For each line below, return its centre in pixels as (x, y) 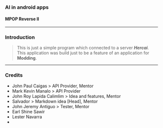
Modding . (27, 58)
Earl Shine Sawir (28, 112)
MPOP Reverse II (22, 19)
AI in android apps (27, 7)
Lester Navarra (27, 117)
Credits (14, 75)
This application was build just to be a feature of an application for (83, 53)
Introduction (20, 37)
